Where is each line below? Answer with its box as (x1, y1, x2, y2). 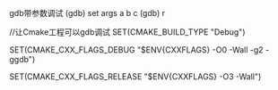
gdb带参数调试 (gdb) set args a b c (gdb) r (9, 8, 166, 18)
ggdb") (9, 54, 36, 64)
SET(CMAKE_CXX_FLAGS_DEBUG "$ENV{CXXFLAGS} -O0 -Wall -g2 (9, 45, 264, 55)
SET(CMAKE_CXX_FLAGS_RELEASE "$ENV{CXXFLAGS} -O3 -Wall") (9, 71, 262, 82)
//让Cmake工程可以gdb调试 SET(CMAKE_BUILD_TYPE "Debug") (9, 27, 246, 37)
